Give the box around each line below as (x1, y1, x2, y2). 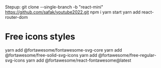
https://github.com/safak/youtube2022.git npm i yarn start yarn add (5, 9, 141, 15)
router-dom (5, 14, 28, 20)
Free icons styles (5, 31, 75, 42)
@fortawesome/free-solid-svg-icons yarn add (5, 52, 97, 58)
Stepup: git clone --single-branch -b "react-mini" (5, 4, 103, 10)
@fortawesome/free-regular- (98, 52, 157, 58)
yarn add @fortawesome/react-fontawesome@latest (26, 57, 131, 63)
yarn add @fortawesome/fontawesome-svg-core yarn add (5, 47, 122, 53)
